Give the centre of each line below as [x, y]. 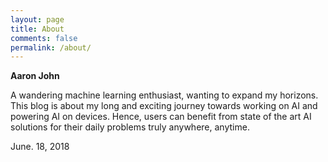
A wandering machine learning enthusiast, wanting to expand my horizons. [164, 95]
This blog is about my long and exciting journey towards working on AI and [164, 106]
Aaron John [35, 76]
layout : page [37, 19]
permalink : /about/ [51, 47]
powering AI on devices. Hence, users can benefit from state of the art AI [161, 117]
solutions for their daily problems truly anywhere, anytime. [130, 127]
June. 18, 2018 [40, 147]
